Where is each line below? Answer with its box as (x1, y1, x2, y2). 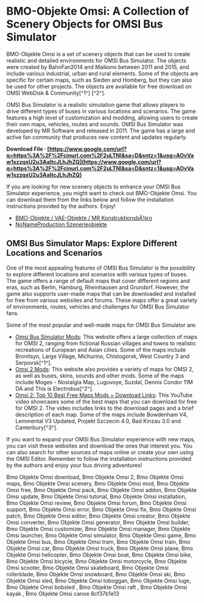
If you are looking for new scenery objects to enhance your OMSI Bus (6, 183, 181, 190)
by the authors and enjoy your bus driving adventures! (6, 462, 142, 469)
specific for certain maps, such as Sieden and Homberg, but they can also (6, 76, 192, 84)
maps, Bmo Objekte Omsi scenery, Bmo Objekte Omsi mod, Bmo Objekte (6, 480, 189, 487)
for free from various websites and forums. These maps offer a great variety (6, 296, 198, 304)
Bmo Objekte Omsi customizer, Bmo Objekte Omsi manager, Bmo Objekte (6, 525, 191, 532)
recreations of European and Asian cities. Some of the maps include (15, 346, 186, 353)
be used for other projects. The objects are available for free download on (6, 82, 192, 90)
